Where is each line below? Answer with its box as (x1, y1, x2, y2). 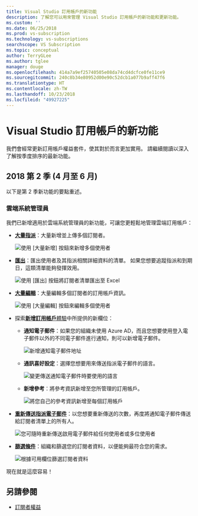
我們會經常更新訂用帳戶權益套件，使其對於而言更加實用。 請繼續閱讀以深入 (6, 145, 189, 152)
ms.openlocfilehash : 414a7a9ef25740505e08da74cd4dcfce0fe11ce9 (6, 69, 165, 75)
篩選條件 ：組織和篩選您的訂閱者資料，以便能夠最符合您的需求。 (14, 443, 170, 450)
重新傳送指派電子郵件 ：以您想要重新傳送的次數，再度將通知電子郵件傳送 (14, 410, 191, 417)
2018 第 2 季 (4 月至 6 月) (6, 171, 98, 181)
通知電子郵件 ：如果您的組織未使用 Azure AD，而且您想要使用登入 (23, 327, 183, 334)
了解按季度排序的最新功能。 (6, 152, 74, 159)
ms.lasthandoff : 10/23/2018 (6, 91, 76, 97)
